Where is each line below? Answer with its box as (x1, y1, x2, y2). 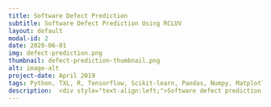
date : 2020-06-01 (8, 42, 67, 50)
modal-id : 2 (8, 34, 48, 43)
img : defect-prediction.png (8, 49, 103, 57)
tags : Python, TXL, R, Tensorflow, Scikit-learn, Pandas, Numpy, (8, 79, 232, 87)
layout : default (8, 27, 63, 35)
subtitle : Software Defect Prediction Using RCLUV (8, 19, 182, 27)
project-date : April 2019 (8, 72, 95, 80)
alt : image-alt (8, 64, 60, 72)
